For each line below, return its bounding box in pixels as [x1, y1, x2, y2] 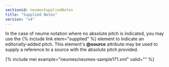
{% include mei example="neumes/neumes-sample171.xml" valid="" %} [5, 56, 155, 62]
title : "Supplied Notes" [5, 12, 58, 17]
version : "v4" [5, 17, 35, 22]
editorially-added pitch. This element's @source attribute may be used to [5, 41, 158, 47]
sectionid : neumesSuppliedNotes [5, 7, 73, 13]
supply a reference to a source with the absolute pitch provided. [5, 46, 139, 53]
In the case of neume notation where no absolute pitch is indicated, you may [5, 31, 164, 37]
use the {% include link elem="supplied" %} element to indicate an [5, 36, 144, 42]
